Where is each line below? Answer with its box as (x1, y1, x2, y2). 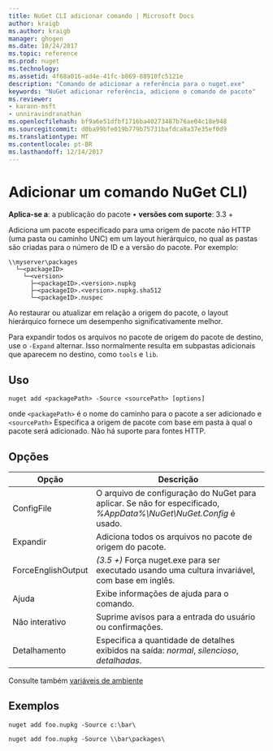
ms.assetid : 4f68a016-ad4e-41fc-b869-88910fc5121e (8, 72, 184, 80)
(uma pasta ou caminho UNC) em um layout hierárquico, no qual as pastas (8, 234, 258, 244)
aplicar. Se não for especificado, (96, 497, 220, 508)
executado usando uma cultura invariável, (96, 564, 256, 576)
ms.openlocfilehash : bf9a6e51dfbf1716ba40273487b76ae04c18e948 (8, 118, 227, 126)
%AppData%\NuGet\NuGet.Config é (96, 507, 236, 519)
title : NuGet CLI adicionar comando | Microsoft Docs (8, 11, 195, 20)
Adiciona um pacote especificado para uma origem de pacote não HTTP (8, 225, 251, 235)
